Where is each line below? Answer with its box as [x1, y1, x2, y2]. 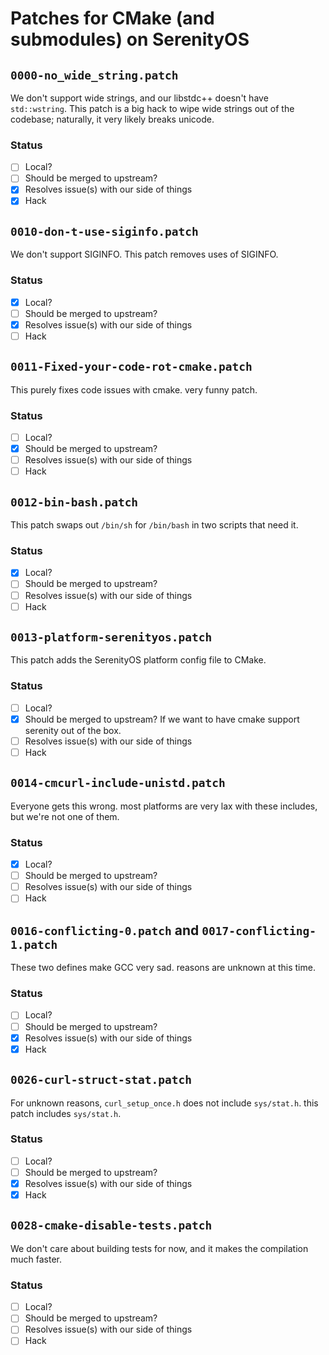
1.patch [10, 937, 58, 952]
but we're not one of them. [10, 810, 120, 822]
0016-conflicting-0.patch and [10, 922, 200, 939]
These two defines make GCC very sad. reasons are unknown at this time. [10, 962, 316, 974]
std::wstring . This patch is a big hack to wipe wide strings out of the [10, 103, 295, 114]
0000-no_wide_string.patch [10, 68, 179, 82]
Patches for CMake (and [10, 7, 215, 30]
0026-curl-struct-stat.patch [10, 1073, 193, 1087]
